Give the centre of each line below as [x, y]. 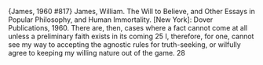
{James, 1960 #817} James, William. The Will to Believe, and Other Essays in [131, 11]
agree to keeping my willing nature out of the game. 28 [97, 53]
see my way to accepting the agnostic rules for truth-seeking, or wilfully [124, 45]
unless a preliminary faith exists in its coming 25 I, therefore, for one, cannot [131, 36]
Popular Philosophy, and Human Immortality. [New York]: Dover [111, 20]
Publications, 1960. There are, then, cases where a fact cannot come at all [128, 28]
